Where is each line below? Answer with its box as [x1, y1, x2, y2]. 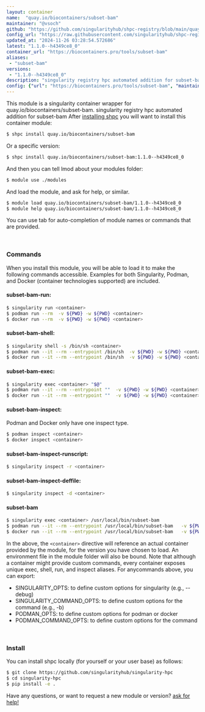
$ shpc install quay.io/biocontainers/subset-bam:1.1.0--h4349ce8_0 [6, 154, 184, 160]
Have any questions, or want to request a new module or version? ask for [6, 692, 190, 700]
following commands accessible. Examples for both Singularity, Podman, [6, 271, 189, 278]
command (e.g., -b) [15, 604, 65, 611]
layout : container [6, 9, 53, 15]
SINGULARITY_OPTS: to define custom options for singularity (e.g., [15, 584, 184, 591]
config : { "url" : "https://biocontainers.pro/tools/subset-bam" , [6, 83, 173, 89]
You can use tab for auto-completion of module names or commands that [6, 217, 191, 224]
